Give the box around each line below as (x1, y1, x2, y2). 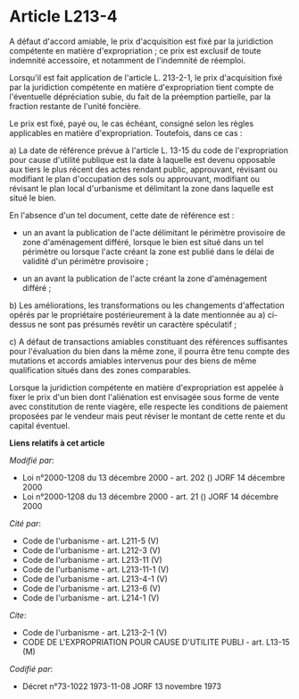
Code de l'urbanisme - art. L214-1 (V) (21, 592, 160, 603)
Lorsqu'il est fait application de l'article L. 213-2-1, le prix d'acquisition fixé (9, 72, 283, 82)
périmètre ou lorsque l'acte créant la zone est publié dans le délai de (21, 246, 275, 257)
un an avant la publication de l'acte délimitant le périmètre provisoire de (21, 226, 286, 238)
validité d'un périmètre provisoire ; (21, 255, 149, 266)
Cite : (9, 609, 27, 620)
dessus (9, 319, 37, 329)
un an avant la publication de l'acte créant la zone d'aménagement (21, 273, 268, 284)
